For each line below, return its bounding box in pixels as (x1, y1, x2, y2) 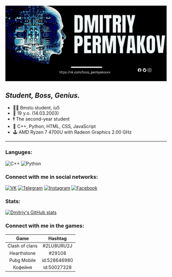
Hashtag (48, 235, 67, 242)
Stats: (5, 197, 20, 205)
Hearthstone (9, 250, 36, 256)
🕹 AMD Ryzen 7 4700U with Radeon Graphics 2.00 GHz (12, 129, 132, 135)
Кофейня (12, 264, 32, 270)
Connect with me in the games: (5, 222, 84, 229)
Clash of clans (7, 243, 38, 249)
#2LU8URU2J (42, 243, 73, 249)
